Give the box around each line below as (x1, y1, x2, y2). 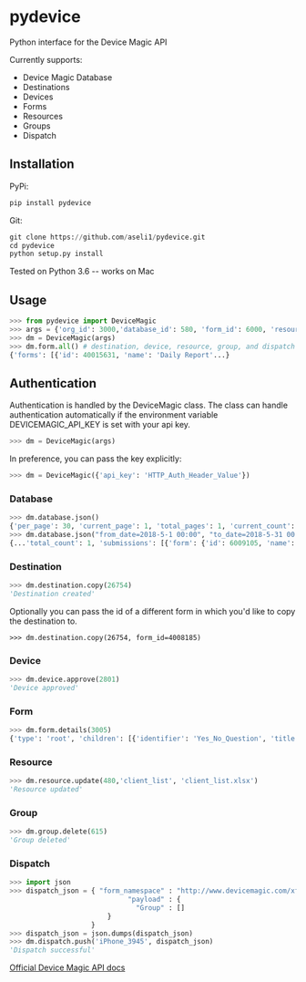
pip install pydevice (9, 198, 92, 207)
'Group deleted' (9, 836, 71, 845)
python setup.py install (9, 249, 104, 259)
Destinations (22, 81, 70, 92)
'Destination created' (9, 589, 96, 598)
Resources (22, 110, 64, 121)
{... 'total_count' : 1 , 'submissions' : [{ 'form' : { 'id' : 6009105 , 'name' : (9, 538, 296, 548)
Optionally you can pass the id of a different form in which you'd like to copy (9, 605, 296, 616)
